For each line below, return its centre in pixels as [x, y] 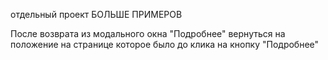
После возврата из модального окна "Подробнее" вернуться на [148, 33]
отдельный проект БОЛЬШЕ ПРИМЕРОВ [96, 14]
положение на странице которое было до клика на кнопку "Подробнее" [165, 44]
